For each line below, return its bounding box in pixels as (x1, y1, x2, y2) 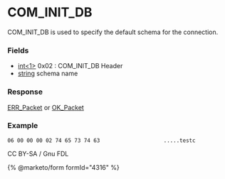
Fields (7, 45, 29, 55)
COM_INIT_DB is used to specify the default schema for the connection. (7, 28, 219, 36)
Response (7, 87, 43, 97)
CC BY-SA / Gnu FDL (7, 149, 69, 158)
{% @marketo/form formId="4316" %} (7, 163, 120, 171)
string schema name (17, 69, 78, 78)
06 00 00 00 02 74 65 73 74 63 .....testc (7, 136, 196, 144)
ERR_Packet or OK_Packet (7, 103, 84, 112)
